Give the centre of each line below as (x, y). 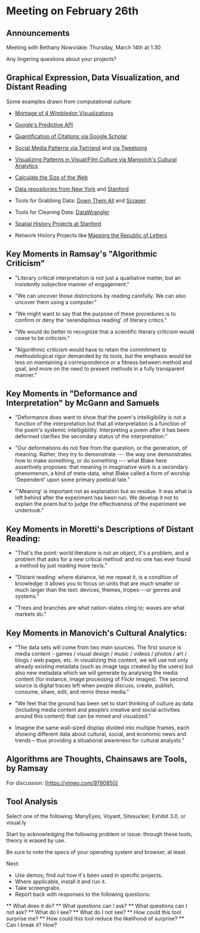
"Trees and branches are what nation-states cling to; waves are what (100, 608)
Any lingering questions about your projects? (61, 59)
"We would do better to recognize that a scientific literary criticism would (104, 331)
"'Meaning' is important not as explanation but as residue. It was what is (104, 491)
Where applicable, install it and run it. (60, 881)
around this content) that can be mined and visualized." (83, 716)
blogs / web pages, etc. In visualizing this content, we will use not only (101, 660)
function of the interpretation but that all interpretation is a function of (100, 424)
